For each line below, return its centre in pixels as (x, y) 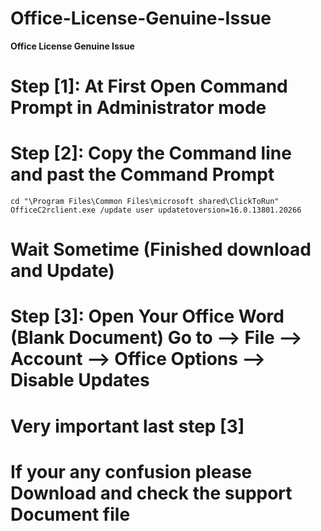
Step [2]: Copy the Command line (151, 153)
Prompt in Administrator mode (138, 108)
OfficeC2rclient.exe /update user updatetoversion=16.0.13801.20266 (156, 210)
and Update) (62, 271)
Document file (70, 514)
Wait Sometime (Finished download (161, 249)
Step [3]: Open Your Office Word (147, 316)
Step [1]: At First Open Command (149, 86)
